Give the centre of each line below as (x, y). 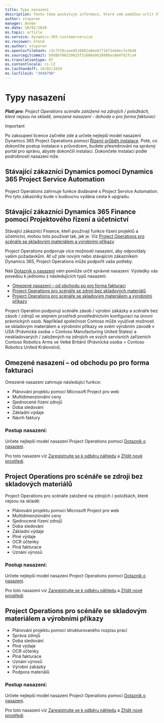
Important (15, 126)
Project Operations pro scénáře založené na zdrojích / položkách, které (77, 496)
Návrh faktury (26, 418)
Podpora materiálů (31, 672)
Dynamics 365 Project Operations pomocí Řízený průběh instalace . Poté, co (81, 141)
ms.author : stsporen (26, 46)
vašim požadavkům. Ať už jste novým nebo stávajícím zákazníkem (72, 256)
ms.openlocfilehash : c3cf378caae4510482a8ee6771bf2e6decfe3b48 (71, 50)
